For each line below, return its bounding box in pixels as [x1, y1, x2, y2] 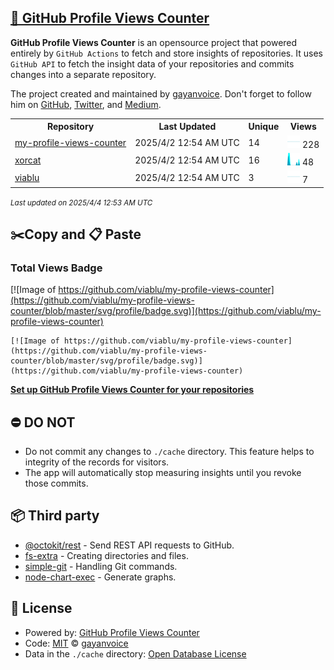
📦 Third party [10, 507, 100, 525]
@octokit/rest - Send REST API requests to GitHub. [24, 539, 235, 551]
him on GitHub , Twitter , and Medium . [10, 98, 162, 110]
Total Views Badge [10, 261, 103, 275]
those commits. [24, 477, 89, 490]
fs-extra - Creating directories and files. [24, 549, 189, 561]
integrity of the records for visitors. [24, 456, 170, 468]
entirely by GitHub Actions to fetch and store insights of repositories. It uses [10, 47, 323, 59]
